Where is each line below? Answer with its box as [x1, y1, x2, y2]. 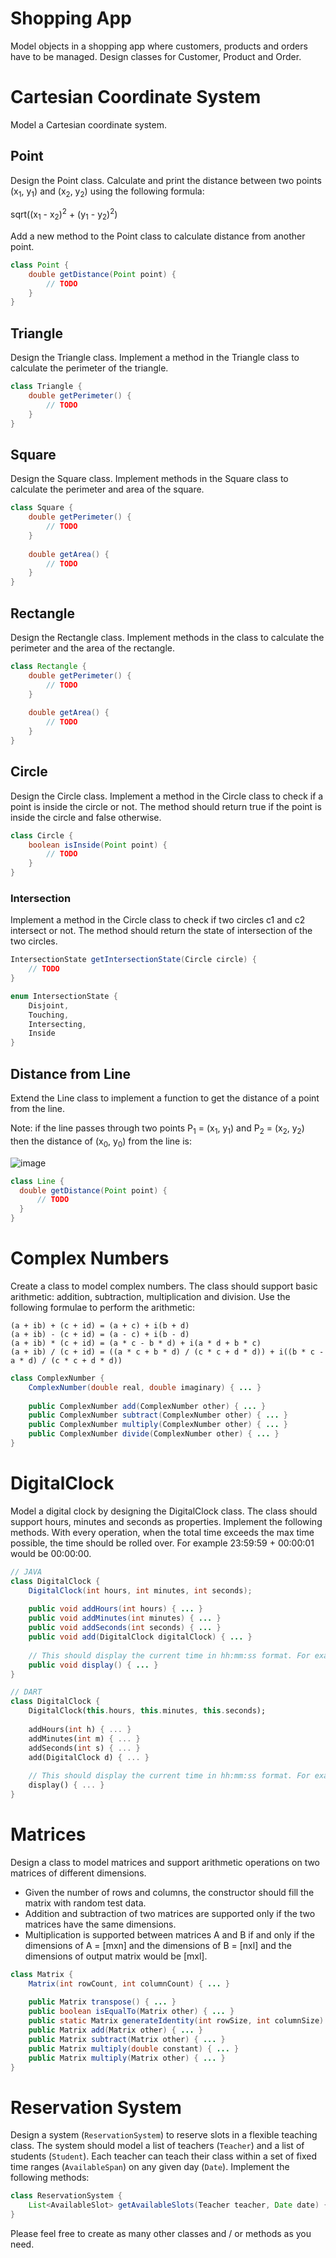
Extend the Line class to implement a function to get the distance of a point [10, 1092, 320, 1104]
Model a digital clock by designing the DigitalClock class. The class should [10, 1505, 318, 1517]
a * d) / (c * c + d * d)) [10, 1355, 123, 1366]
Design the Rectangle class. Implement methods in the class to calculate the [10, 632, 325, 643]
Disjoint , [28, 1000, 70, 1011]
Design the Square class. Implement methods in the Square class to [10, 473, 289, 485]
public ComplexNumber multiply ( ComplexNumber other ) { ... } [28, 1420, 288, 1430]
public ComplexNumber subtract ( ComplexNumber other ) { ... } [28, 1410, 288, 1421]
